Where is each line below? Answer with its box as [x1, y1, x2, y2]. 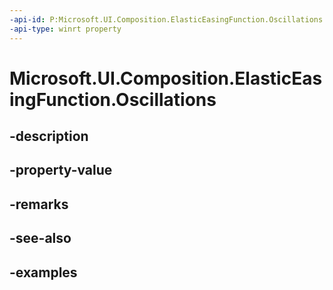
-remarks [9, 196, 69, 213]
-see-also [9, 230, 72, 247]
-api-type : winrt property [9, 24, 122, 34]
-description [9, 128, 89, 145]
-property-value [9, 162, 113, 179]
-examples [9, 264, 78, 281]
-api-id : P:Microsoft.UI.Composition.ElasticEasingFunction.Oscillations [9, 14, 324, 25]
